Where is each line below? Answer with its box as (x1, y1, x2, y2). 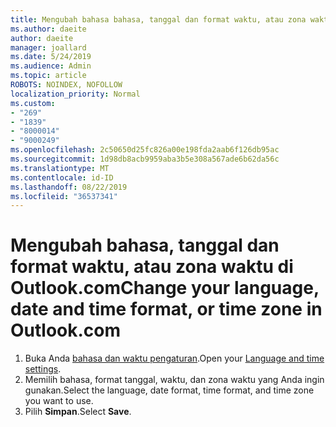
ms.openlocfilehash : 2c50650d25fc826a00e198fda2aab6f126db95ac (10, 145, 280, 155)
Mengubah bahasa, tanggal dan (10, 234, 280, 257)
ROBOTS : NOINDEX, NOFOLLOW (10, 80, 123, 90)
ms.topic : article (10, 71, 87, 81)
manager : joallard (10, 42, 87, 53)
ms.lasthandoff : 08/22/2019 (10, 182, 128, 192)
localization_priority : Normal (10, 89, 141, 99)
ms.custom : (10, 98, 56, 108)
